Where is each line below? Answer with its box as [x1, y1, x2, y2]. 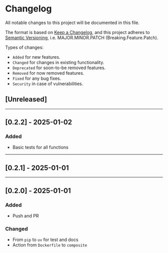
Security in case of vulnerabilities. [12, 81, 83, 87]
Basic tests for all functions [12, 144, 69, 150]
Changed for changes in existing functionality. [12, 59, 104, 65]
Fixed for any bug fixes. [12, 75, 61, 81]
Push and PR [12, 212, 39, 218]
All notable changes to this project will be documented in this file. [5, 20, 140, 26]
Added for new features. [12, 54, 60, 60]
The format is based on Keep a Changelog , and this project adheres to [5, 29, 150, 35]
